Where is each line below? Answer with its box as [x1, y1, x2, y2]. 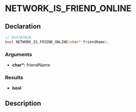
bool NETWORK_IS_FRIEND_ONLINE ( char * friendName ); [5, 39, 109, 44]
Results [5, 74, 23, 80]
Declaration [5, 22, 41, 31]
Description [5, 99, 41, 107]
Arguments [5, 51, 32, 58]
